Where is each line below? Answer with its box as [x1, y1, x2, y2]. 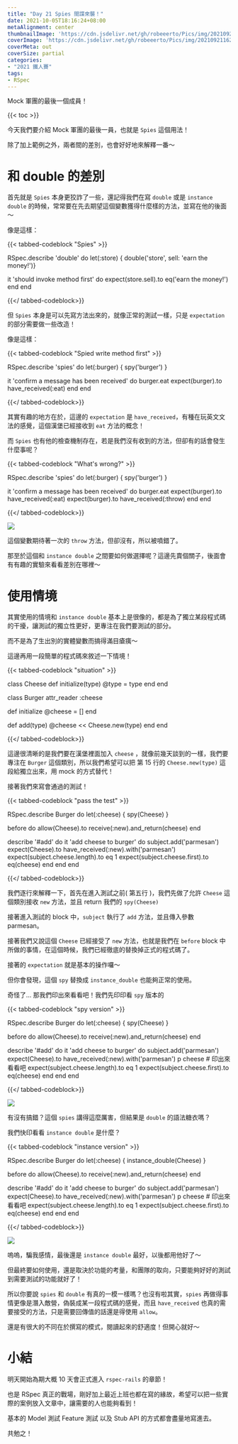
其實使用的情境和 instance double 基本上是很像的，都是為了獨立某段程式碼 [7, 613, 227, 621]
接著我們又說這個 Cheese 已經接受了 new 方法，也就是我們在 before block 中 [7, 936, 226, 945]
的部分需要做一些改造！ [7, 320, 76, 329]
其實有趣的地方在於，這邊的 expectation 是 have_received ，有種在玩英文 [7, 412, 220, 421]
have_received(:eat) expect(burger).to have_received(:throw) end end [7, 495, 211, 503]
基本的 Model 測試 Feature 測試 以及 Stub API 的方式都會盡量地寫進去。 [7, 1414, 216, 1423]
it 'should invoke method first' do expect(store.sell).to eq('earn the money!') [7, 275, 229, 284]
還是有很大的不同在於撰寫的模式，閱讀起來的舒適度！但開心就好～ [7, 1323, 200, 1331]
